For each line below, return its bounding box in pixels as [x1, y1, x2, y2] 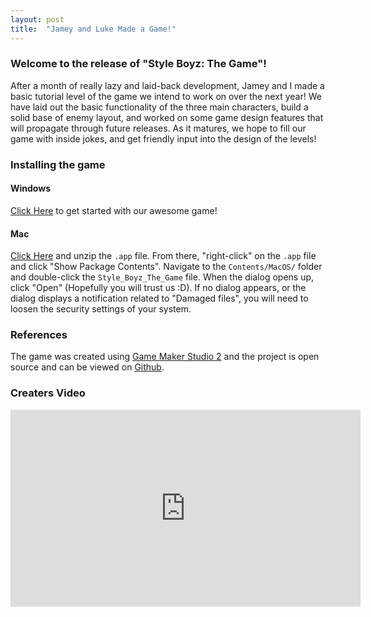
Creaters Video [10, 386, 86, 400]
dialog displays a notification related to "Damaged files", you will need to [10, 292, 309, 305]
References [10, 328, 68, 342]
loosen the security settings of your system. [10, 303, 192, 315]
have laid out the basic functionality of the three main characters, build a [10, 101, 309, 113]
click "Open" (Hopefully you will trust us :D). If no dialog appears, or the [10, 282, 307, 294]
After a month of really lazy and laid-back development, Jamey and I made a [10, 79, 325, 91]
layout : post [10, 14, 65, 25]
